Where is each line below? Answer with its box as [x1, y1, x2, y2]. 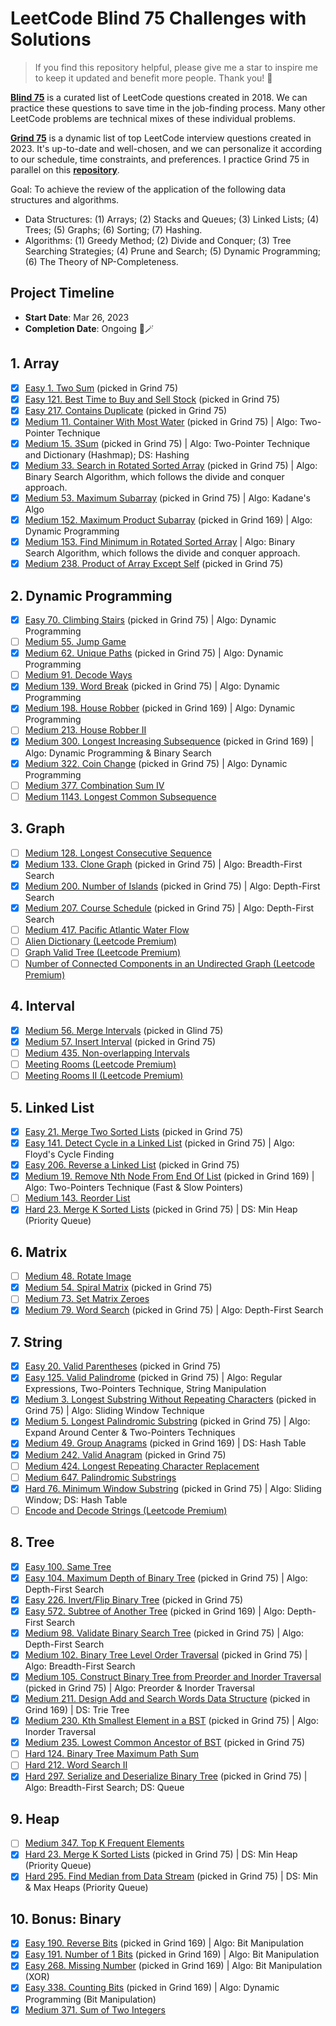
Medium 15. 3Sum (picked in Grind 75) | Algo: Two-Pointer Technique [24, 437, 311, 449]
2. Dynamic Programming [10, 587, 173, 604]
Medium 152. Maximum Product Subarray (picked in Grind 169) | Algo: [24, 514, 313, 526]
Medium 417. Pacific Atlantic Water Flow [24, 923, 190, 936]
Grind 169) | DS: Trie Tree [24, 1704, 130, 1716]
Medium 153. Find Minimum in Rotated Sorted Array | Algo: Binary [24, 536, 296, 548]
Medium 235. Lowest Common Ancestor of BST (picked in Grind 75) [24, 1737, 306, 1749]
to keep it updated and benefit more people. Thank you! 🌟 [34, 72, 273, 84]
